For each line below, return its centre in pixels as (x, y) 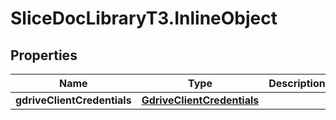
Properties (44, 55)
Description (297, 83)
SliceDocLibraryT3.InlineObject (144, 18)
